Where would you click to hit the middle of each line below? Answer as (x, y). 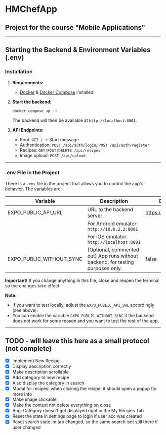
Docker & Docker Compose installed (57, 92)
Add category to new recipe (41, 377)
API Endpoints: (28, 130)
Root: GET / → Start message (49, 139)
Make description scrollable (41, 372)
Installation (19, 72)
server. (95, 216)
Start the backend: (32, 102)
